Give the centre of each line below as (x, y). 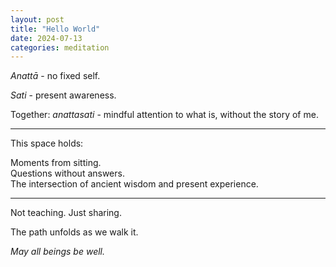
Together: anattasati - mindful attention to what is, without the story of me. (164, 115)
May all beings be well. (58, 252)
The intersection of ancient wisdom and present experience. (134, 184)
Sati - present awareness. (63, 95)
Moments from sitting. (56, 163)
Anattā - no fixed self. (55, 76)
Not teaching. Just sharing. (66, 213)
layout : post (37, 19)
